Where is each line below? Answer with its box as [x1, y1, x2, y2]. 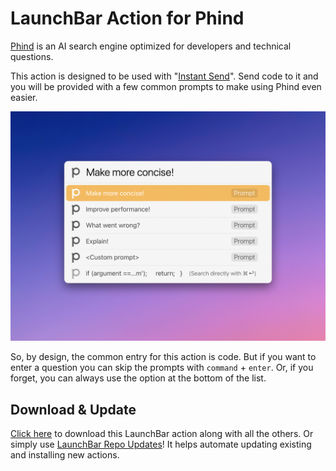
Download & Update [10, 401, 137, 418]
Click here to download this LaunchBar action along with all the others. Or [10, 427, 314, 439]
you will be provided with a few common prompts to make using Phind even [10, 80, 322, 92]
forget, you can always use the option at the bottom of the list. [10, 372, 267, 384]
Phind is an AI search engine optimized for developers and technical [10, 40, 292, 52]
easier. [10, 91, 38, 103]
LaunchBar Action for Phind [10, 7, 245, 30]
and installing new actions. [10, 448, 120, 461]
